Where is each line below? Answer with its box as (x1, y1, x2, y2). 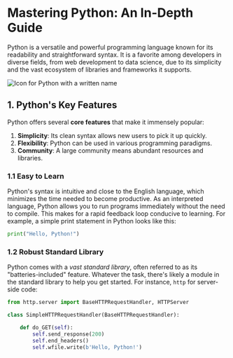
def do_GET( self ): (20, 324, 73, 331)
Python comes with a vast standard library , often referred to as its (7, 263, 198, 271)
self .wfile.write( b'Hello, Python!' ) (32, 343, 142, 351)
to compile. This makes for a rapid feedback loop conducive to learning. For (7, 209, 226, 218)
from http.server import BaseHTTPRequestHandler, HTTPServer (7, 299, 190, 306)
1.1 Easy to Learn (7, 171, 64, 181)
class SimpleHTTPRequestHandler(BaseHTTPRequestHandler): (7, 312, 180, 319)
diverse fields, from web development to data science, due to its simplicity (7, 57, 222, 66)
